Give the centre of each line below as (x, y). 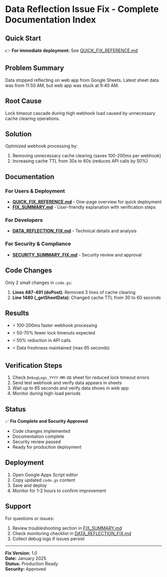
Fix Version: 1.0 (21, 553)
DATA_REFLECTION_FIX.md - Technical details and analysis (74, 231)
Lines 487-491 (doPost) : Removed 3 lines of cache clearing (74, 292)
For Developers (24, 220)
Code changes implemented (41, 431)
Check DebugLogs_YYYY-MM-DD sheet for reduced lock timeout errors (81, 377)
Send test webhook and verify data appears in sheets (67, 383)
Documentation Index (50, 20)
